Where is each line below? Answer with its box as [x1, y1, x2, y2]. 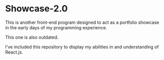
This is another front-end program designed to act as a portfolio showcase [5, 19, 159, 25]
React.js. [5, 49, 24, 55]
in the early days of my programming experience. [5, 24, 107, 30]
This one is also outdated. [5, 34, 59, 40]
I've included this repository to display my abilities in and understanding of [5, 44, 159, 50]
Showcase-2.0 [5, 3, 68, 14]
